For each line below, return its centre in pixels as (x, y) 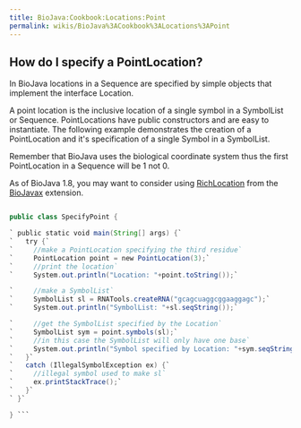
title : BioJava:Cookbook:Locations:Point (88, 17)
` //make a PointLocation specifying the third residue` (126, 250)
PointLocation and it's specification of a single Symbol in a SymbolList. (140, 139)
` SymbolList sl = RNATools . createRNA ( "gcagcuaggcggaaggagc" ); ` (140, 300)
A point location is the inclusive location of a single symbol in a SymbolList (146, 111)
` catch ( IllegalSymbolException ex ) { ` (90, 365)
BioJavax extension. (46, 193)
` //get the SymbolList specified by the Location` (116, 324)
